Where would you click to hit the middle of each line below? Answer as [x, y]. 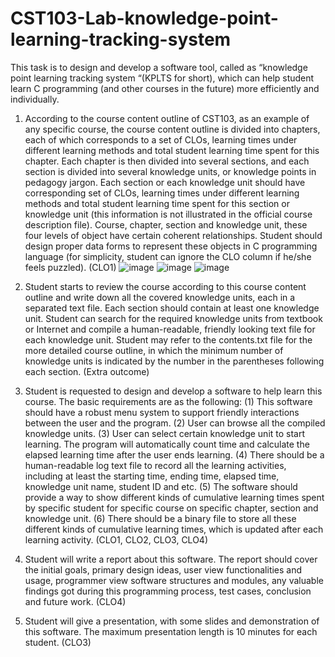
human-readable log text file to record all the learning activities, [155, 465]
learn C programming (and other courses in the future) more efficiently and [165, 88]
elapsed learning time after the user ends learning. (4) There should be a [174, 454]
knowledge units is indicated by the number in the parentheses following [174, 361]
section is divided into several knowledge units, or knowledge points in [170, 171]
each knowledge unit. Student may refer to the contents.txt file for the [168, 339]
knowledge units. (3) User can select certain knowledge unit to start [165, 433]
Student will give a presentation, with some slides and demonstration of [172, 621]
